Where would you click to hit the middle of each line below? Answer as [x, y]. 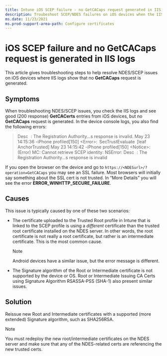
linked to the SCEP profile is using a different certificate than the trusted [86, 226]
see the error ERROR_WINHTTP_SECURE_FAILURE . [58, 183]
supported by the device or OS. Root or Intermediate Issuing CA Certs [84, 276]
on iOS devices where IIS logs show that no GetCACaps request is [73, 78]
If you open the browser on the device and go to [55, 167]
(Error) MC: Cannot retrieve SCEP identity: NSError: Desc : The [82, 152]
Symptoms [22, 99]
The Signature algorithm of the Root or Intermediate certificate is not [83, 270]
